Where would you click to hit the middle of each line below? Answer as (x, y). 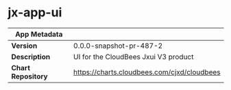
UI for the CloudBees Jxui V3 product (134, 57)
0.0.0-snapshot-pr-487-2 (118, 46)
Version (24, 46)
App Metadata (39, 34)
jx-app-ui (35, 13)
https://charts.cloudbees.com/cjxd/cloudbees (147, 72)
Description (31, 57)
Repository (29, 76)
